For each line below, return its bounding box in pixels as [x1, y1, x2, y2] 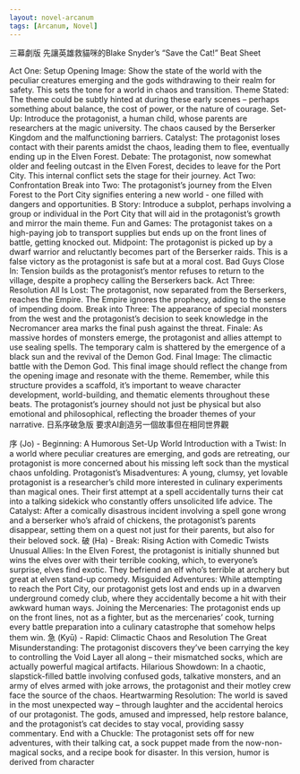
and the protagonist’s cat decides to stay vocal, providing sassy [9, 718, 244, 729]
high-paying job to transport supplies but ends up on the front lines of [9, 227, 267, 238]
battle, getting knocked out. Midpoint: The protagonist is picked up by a [9, 237, 273, 248]
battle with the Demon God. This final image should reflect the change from [9, 361, 288, 371]
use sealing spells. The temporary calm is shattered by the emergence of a [9, 342, 286, 352]
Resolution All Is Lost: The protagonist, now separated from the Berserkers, [9, 284, 287, 295]
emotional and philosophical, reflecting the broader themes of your [9, 408, 257, 419]
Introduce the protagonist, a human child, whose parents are [23, 113, 248, 124]
